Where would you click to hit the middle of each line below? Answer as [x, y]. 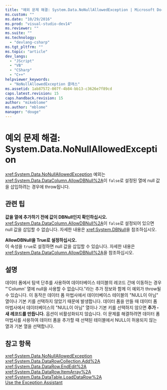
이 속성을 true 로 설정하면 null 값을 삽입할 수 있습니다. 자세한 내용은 [70, 246]
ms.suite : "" [19, 33]
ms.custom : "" [20, 14]
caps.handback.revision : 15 [34, 98]
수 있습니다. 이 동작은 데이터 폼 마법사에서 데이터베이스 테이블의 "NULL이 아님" [82, 295]
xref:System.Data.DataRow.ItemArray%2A [48, 372]
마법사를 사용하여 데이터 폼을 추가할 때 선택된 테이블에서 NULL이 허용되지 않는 [81, 320]
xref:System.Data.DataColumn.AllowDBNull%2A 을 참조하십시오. [70, 252]
